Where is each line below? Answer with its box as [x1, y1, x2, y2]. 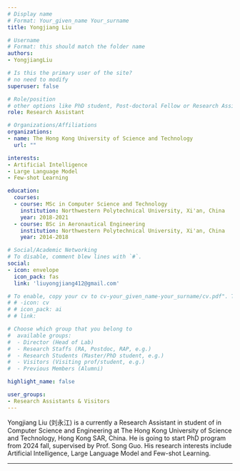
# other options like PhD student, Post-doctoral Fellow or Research [7, 102, 219, 109]
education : [7, 187, 40, 195]
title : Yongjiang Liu [7, 24, 72, 31]
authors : [7, 50, 34, 57]
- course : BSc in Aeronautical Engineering [14, 221, 145, 228]
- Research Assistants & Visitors [7, 397, 111, 405]
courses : [14, 194, 40, 201]
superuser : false [7, 83, 59, 90]
